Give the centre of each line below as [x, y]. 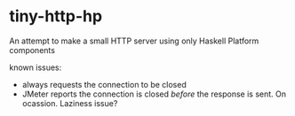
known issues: [36, 67]
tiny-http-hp [56, 16]
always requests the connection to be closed [104, 84]
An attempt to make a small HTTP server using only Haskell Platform [134, 41]
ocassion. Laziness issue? [70, 103]
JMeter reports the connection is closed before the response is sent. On [154, 94]
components [32, 50]
